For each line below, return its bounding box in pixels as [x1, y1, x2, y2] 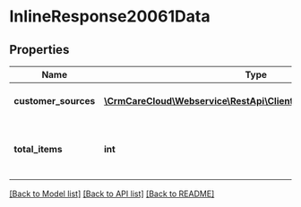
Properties [9, 42, 70, 57]
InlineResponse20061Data [9, 6, 211, 27]
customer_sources [13, 95, 96, 107]
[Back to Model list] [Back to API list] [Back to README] [9, 188, 215, 199]
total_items [13, 143, 63, 155]
